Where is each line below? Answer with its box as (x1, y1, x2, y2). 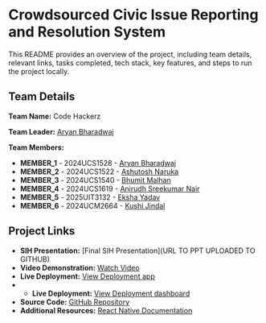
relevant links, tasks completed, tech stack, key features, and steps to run (8, 58, 252, 68)
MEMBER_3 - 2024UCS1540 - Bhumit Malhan (19, 175, 171, 184)
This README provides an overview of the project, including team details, (8, 49, 252, 59)
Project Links (8, 224, 76, 238)
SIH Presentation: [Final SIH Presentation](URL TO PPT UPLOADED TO (19, 246, 256, 255)
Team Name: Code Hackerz (8, 111, 101, 121)
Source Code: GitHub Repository (19, 296, 130, 307)
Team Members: (8, 143, 64, 152)
